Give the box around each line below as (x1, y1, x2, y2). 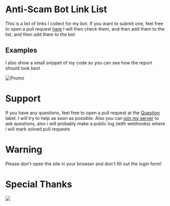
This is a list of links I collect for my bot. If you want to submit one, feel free (5, 20, 163, 27)
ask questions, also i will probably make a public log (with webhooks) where (5, 120, 165, 126)
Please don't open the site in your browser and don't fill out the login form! (5, 161, 162, 167)
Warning (5, 144, 42, 155)
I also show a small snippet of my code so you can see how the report (5, 60, 153, 66)
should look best (5, 65, 40, 71)
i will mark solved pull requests (5, 126, 70, 132)
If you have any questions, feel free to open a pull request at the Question (5, 110, 160, 116)
